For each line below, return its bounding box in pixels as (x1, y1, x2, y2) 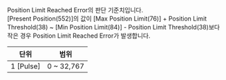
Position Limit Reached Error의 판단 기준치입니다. (7, 6, 144, 14)
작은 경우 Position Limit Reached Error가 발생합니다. (7, 31, 151, 40)
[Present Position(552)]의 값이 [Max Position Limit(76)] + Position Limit (7, 14, 207, 23)
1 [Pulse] (10, 62, 41, 70)
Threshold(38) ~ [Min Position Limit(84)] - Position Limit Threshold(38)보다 (7, 23, 220, 31)
